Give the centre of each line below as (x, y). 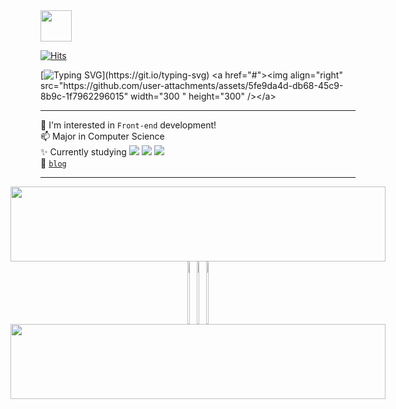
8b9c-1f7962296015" (84, 96)
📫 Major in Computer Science (102, 136)
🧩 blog (53, 163)
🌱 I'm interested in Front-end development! (128, 125)
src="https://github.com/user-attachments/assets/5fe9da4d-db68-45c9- (192, 85)
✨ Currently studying (83, 152)
